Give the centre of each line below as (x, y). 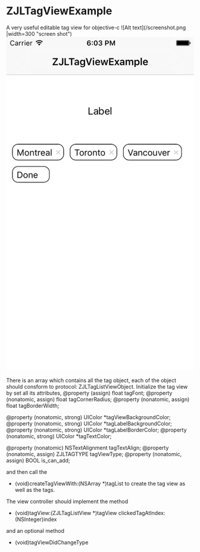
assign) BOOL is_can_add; (38, 460)
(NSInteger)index (36, 519)
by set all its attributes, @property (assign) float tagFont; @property (89, 393)
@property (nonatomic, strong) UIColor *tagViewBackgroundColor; (88, 417)
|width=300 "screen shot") (39, 33)
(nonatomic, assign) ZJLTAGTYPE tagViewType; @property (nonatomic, (94, 454)
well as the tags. (35, 489)
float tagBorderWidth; (33, 405)
